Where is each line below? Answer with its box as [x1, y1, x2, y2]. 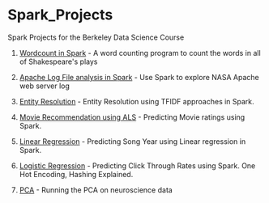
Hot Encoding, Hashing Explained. [19, 169, 134, 179]
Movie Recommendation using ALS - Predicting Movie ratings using [19, 112, 246, 122]
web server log [19, 81, 70, 91]
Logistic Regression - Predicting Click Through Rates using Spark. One [19, 160, 256, 171]
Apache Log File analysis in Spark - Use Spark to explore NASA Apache [19, 72, 260, 82]
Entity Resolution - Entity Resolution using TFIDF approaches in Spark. [19, 96, 254, 106]
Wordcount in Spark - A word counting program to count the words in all [19, 48, 261, 57]
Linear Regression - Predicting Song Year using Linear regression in [19, 136, 246, 146]
